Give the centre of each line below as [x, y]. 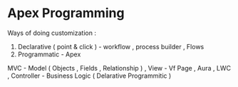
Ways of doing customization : [52, 33]
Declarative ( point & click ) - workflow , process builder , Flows [111, 46]
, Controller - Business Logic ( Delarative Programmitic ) [89, 76]
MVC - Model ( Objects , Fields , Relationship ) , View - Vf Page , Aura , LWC [119, 68]
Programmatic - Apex [49, 54]
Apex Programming [66, 13]
